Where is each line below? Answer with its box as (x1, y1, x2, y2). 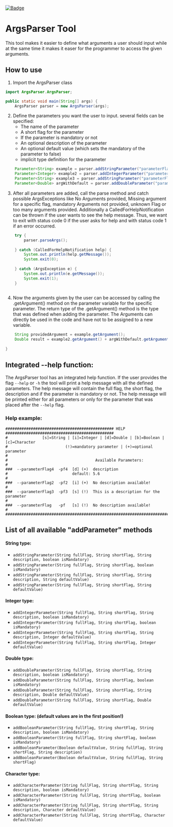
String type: (5, 540, 32, 546)
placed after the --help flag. (5, 401, 65, 408)
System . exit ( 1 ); (24, 276, 59, 281)
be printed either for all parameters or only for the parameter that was (5, 396, 153, 402)
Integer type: (5, 597, 34, 604)
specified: (12, 118, 34, 125)
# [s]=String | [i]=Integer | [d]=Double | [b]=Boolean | (5, 435, 165, 440)
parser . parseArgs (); (24, 237, 68, 243)
